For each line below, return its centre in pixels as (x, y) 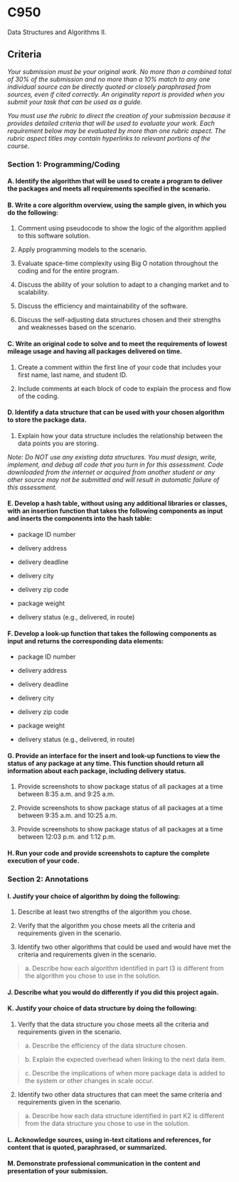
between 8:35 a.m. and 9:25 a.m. (66, 794)
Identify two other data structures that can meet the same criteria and (120, 1095)
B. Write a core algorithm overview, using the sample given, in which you (117, 205)
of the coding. (38, 396)
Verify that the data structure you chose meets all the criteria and (113, 1024)
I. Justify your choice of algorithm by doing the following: (94, 896)
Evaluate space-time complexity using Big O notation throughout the (118, 263)
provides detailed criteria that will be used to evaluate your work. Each (111, 123)
